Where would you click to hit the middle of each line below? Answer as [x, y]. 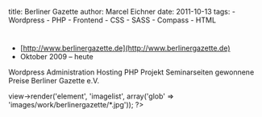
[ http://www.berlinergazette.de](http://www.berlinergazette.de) [125, 48]
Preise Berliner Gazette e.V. [54, 81]
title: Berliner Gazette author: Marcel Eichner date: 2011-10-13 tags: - [122, 12]
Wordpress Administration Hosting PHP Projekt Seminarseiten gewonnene [131, 72]
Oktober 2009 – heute [57, 57]
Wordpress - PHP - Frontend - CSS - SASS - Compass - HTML [112, 20]
